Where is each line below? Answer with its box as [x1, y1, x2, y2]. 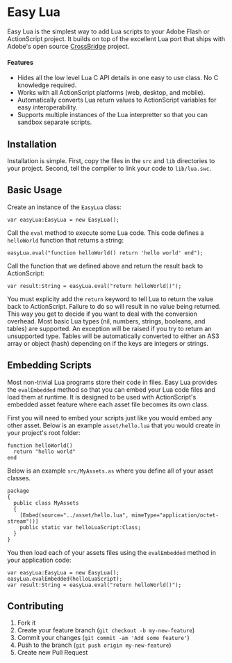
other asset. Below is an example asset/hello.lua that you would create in [7, 421, 221, 429]
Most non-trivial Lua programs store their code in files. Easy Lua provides [7, 378, 217, 386]
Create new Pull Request [17, 648, 88, 657]
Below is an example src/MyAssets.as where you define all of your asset [7, 466, 213, 475]
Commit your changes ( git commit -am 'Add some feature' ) [17, 634, 190, 642]
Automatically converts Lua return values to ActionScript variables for [17, 96, 217, 105]
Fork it [17, 618, 36, 627]
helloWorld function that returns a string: [7, 236, 124, 244]
